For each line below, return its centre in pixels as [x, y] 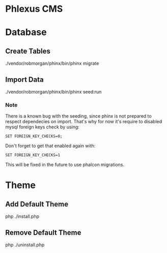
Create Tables [28, 51]
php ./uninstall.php [25, 245]
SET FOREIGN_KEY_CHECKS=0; [34, 136]
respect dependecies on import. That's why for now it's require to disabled [84, 122]
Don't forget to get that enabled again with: [50, 146]
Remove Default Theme [43, 232]
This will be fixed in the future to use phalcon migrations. [65, 165]
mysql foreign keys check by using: [43, 127]
